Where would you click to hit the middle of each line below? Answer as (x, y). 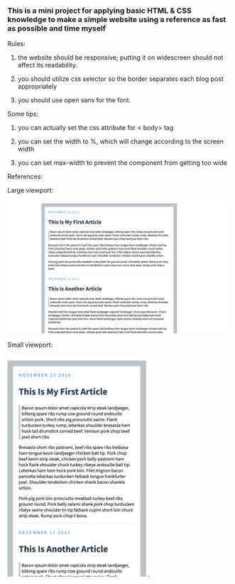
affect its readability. (48, 65)
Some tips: (23, 114)
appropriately (37, 87)
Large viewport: (31, 190)
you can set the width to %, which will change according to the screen (120, 141)
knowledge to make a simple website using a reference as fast (117, 19)
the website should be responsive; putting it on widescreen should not (120, 58)
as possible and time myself (57, 28)
